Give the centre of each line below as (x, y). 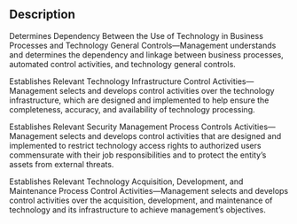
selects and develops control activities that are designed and (170, 135)
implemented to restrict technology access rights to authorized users (135, 145)
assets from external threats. (62, 164)
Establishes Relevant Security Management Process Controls (121, 127)
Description (42, 15)
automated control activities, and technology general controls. (123, 64)
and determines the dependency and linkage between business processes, (146, 54)
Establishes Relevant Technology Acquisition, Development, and (126, 182)
